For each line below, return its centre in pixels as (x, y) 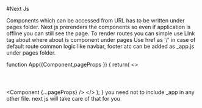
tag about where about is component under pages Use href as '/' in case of (101, 40)
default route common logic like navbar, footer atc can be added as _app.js (100, 46)
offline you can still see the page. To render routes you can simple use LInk (101, 33)
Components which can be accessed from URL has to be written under (96, 20)
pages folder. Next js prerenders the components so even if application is (99, 27)
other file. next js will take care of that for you (63, 99)
